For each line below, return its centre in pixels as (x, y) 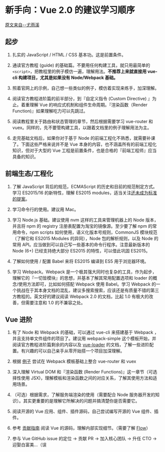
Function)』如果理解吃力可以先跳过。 (50, 111)
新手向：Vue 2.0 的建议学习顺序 (70, 10)
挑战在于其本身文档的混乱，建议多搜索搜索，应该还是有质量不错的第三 (88, 290)
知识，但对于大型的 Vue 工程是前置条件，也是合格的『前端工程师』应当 (84, 150)
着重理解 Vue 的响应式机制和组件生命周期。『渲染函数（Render (84, 105)
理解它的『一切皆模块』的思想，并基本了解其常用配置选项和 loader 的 (82, 278)
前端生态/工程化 (29, 174)
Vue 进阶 (19, 319)
